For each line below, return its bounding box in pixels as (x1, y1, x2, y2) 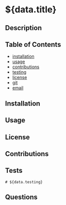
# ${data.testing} (5, 179, 43, 184)
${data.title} (5, 4, 57, 15)
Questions (5, 193, 38, 202)
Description (5, 24, 42, 32)
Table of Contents (5, 40, 62, 48)
